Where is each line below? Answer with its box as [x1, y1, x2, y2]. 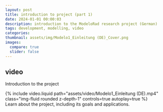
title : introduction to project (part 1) [5, 12, 93, 17]
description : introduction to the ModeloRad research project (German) [5, 21, 157, 26]
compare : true [9, 44, 39, 49]
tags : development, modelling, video [5, 26, 84, 31]
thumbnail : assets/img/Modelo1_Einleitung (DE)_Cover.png [5, 35, 128, 40]
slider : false [9, 49, 39, 54]
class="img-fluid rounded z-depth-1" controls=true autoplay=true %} [5, 96, 148, 102]
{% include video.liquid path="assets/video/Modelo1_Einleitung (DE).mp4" [5, 90, 158, 96]
